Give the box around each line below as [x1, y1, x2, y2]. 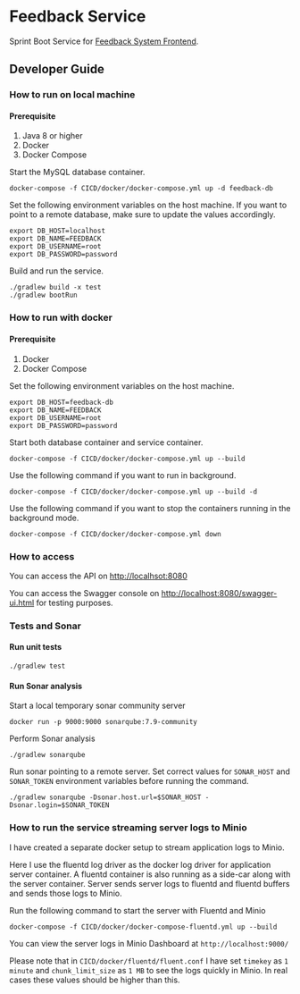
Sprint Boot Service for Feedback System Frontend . [9, 36, 199, 46]
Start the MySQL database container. [9, 167, 146, 178]
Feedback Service [9, 6, 146, 27]
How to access [9, 550, 75, 562]
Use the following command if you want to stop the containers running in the [9, 502, 291, 513]
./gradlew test [9, 661, 66, 670]
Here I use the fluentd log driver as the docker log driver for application [9, 859, 271, 870]
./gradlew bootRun [9, 291, 78, 300]
